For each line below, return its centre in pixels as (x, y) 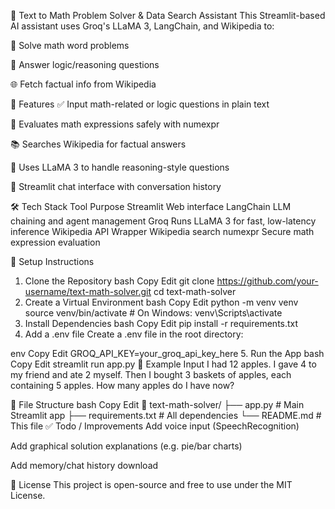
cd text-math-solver (195, 291)
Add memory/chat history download (84, 465)
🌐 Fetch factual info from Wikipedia (83, 84)
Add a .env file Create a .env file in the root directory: (134, 334)
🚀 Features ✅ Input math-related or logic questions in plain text (140, 104)
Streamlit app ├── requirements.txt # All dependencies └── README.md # (166, 415)
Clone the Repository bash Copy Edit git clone (119, 281)
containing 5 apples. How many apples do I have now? (122, 385)
